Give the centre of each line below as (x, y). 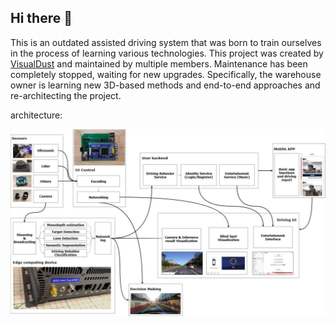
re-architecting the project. (66, 95)
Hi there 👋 (41, 18)
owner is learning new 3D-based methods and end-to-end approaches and (165, 85)
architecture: (36, 115)
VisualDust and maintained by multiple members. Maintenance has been (159, 63)
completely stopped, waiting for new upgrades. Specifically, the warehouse (166, 74)
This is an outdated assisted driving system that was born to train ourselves (166, 42)
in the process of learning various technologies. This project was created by (167, 53)
